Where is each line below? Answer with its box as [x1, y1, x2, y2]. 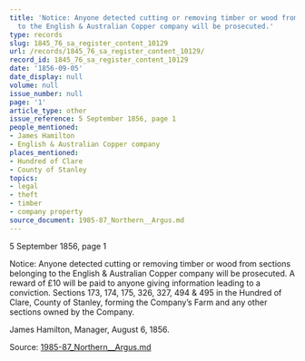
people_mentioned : [9, 123, 79, 132]
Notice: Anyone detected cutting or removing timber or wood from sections [9, 258, 291, 268]
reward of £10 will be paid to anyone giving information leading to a [9, 278, 261, 288]
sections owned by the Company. [9, 306, 134, 317]
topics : [9, 173, 39, 182]
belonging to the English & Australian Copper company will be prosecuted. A [9, 268, 295, 278]
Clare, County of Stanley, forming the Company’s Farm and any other [9, 297, 268, 307]
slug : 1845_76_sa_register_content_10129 [9, 38, 169, 48]
